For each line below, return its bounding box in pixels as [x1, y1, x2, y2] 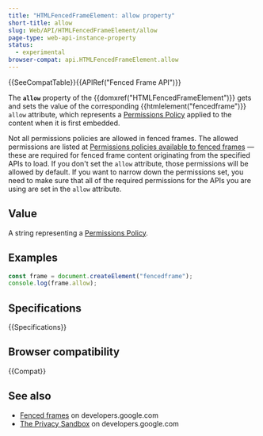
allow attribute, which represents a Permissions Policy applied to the [8, 109, 232, 119]
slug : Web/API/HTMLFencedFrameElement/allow [8, 26, 158, 34]
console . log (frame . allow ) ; [8, 279, 97, 288]
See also [8, 389, 51, 403]
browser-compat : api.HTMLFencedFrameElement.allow [8, 56, 179, 64]
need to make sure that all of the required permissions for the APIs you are [8, 175, 252, 185]
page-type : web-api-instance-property [8, 33, 136, 42]
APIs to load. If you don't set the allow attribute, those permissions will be [8, 159, 249, 168]
